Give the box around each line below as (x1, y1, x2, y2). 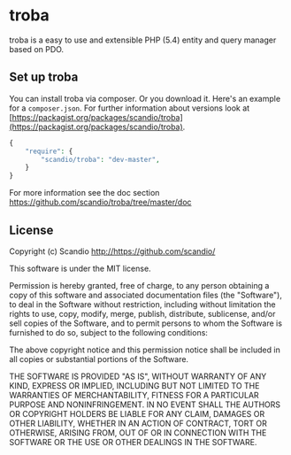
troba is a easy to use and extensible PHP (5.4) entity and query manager (9, 35, 277, 45)
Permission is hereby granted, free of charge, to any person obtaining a (9, 280, 270, 290)
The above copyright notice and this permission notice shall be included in (9, 344, 280, 355)
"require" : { (25, 147, 73, 156)
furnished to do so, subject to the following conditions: (9, 327, 208, 337)
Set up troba (9, 70, 79, 85)
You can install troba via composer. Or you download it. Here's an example (9, 93, 281, 104)
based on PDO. (9, 43, 65, 54)
